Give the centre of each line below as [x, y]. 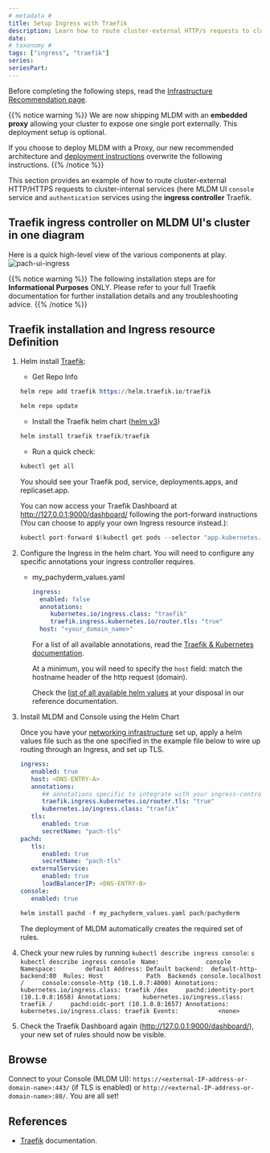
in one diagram [47, 235]
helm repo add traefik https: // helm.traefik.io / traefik [115, 392]
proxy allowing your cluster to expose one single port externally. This [123, 123]
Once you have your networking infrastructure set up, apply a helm [131, 732]
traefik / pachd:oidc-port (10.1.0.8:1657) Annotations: [125, 1004]
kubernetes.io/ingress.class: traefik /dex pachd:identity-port [137, 990]
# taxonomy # [30, 46]
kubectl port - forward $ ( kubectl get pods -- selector [110, 538]
